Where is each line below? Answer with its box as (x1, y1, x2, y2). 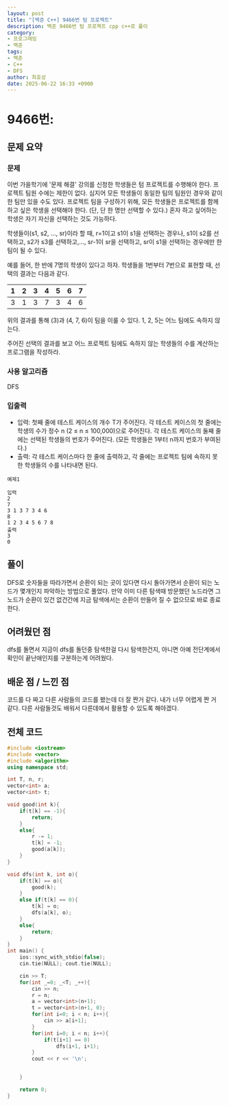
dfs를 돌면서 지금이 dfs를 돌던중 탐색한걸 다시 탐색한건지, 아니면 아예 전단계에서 (7, 645, 221, 653)
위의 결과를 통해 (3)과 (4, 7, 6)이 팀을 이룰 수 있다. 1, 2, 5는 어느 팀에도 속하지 (7, 316, 214, 324)
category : (7, 29, 36, 36)
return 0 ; (19, 1086, 48, 1094)
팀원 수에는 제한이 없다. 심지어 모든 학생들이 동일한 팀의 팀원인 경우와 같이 (25, 189, 223, 197)
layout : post (7, 10, 45, 17)
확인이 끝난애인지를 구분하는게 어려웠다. (7, 654, 114, 662)
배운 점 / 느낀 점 (7, 676, 69, 688)
